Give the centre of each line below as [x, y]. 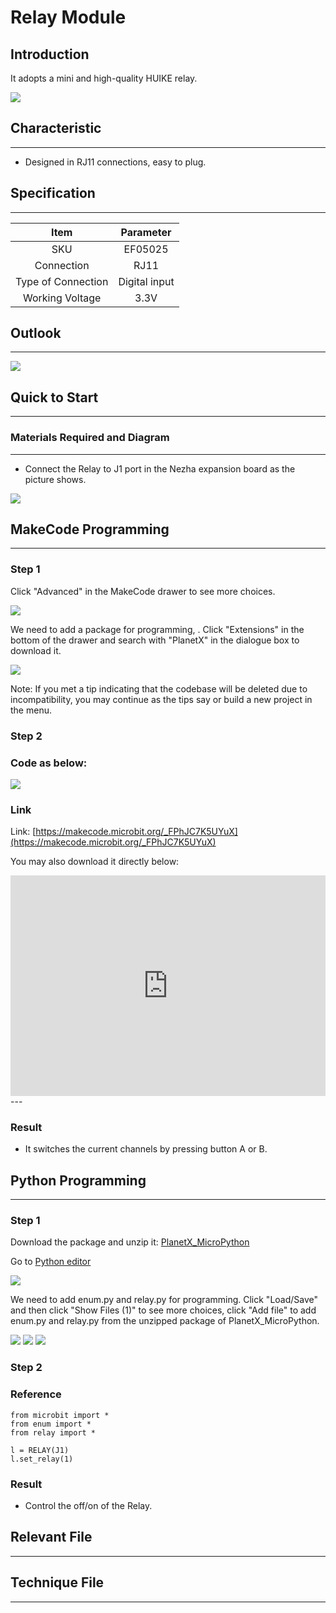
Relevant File [51, 1537]
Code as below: [49, 763]
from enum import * [51, 1424]
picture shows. [55, 479]
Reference [36, 1394]
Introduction [50, 54]
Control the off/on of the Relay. [88, 1505]
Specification [53, 193]
